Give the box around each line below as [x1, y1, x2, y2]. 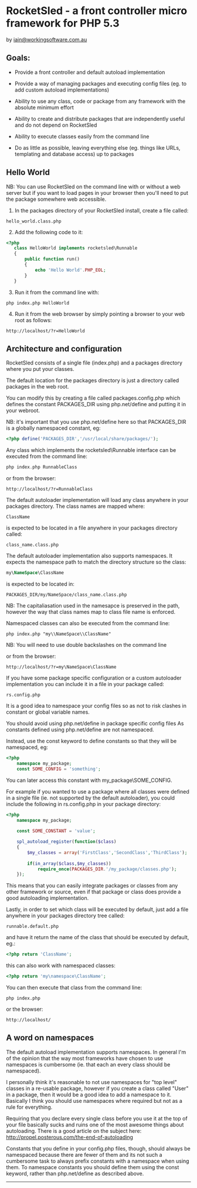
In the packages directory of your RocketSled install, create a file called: [14, 207, 189, 214]
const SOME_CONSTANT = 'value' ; [16, 828, 96, 834]
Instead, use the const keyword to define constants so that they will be [6, 738, 177, 744]
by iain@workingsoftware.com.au [6, 36, 87, 43]
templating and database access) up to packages [14, 150, 134, 157]
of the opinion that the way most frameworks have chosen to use [6, 1055, 164, 1062]
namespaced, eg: [6, 744, 49, 751]
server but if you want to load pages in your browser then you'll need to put [6, 189, 189, 196]
